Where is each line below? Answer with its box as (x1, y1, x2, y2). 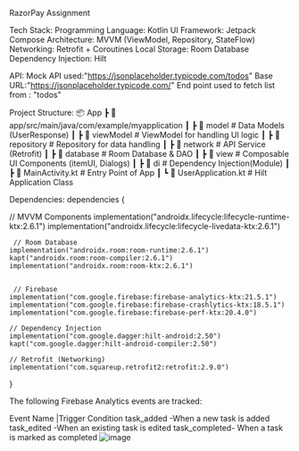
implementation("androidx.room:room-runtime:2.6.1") (9, 246, 210, 255)
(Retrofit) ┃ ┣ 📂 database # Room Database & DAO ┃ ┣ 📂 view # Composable (9, 149, 290, 159)
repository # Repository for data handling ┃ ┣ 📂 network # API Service (9, 139, 266, 150)
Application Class (9, 177, 74, 187)
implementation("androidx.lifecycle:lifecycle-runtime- (93, 211, 290, 222)
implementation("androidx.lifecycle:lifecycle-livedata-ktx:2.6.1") (47, 221, 281, 231)
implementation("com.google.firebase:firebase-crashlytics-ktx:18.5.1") (9, 300, 286, 309)
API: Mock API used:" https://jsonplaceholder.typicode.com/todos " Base (9, 70, 274, 81)
